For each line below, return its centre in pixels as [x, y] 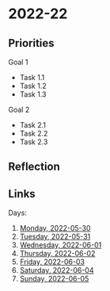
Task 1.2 [33, 86]
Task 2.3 [34, 142]
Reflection [34, 167]
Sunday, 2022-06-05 [54, 279]
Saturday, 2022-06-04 [57, 270]
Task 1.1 [32, 77]
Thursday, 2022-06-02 [57, 254]
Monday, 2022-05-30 [55, 228]
